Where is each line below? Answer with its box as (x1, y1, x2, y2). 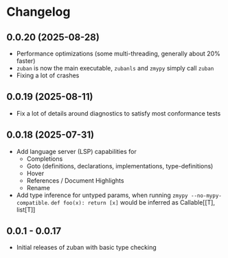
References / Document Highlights (26, 176, 124, 185)
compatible (16, 199, 48, 206)
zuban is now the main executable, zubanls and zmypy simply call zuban (16, 64, 214, 72)
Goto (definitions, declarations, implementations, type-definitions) (26, 162, 214, 170)
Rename (26, 183, 51, 192)
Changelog (6, 4, 71, 20)
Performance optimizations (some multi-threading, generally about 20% (16, 49, 220, 57)
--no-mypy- (190, 192, 223, 199)
